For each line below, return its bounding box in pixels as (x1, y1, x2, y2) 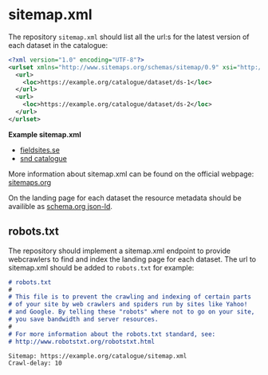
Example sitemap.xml (8, 129, 81, 139)
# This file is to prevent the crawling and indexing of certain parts (8, 293, 251, 301)
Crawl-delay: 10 (8, 359, 62, 368)
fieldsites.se (19, 145, 60, 155)
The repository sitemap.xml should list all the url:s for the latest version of (8, 32, 250, 41)
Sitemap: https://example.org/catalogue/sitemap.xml (8, 352, 187, 360)
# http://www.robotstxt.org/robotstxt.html (8, 337, 156, 345)
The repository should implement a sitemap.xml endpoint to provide (8, 246, 231, 255)
